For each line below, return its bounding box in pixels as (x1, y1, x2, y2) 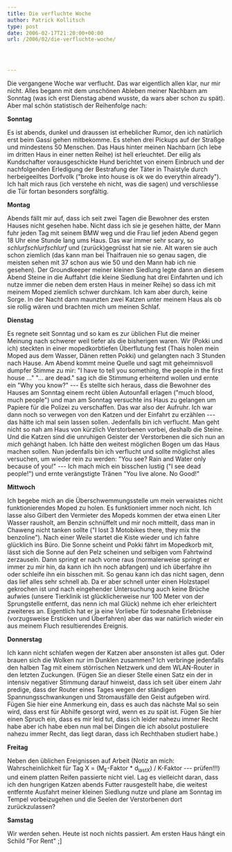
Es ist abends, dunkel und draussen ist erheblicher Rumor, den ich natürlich (7, 128, 223, 137)
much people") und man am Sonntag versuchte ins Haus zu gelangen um (7, 396, 216, 404)
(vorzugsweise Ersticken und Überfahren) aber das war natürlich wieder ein (7, 615, 224, 623)
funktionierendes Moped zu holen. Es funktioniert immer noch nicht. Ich (7, 504, 212, 512)
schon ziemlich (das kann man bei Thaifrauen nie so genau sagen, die (7, 251, 207, 259)
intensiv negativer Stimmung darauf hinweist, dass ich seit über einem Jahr (7, 678, 222, 687)
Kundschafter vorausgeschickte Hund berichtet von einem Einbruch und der (7, 157, 225, 167)
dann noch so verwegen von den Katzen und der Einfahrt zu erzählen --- (7, 411, 216, 419)
